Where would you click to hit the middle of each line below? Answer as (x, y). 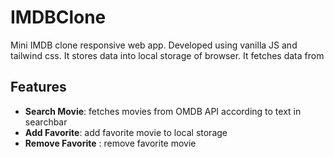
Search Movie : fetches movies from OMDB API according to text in (163, 111)
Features (38, 87)
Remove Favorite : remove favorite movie (110, 143)
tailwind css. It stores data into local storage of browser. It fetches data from (167, 55)
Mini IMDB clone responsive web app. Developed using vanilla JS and (154, 45)
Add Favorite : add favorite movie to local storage (126, 132)
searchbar (46, 122)
